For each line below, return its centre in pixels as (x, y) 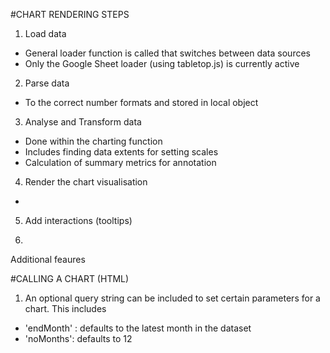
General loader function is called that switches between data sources (167, 53)
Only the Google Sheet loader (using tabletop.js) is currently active (162, 63)
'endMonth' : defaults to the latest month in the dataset (138, 328)
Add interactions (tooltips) (78, 220)
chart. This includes (65, 308)
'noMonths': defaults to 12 (78, 338)
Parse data (47, 83)
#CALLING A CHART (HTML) (70, 278)
